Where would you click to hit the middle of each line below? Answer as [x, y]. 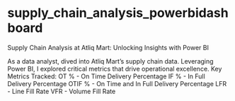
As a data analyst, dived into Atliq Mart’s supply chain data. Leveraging [110, 61]
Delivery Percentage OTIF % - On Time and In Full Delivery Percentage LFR [117, 83]
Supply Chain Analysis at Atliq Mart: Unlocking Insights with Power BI [108, 47]
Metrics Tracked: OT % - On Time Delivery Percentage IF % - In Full [106, 76]
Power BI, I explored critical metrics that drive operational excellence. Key [115, 69]
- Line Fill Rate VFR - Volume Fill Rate [62, 91]
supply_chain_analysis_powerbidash [118, 13]
